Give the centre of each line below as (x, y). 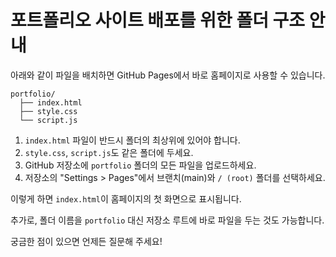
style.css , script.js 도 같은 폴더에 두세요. (109, 152)
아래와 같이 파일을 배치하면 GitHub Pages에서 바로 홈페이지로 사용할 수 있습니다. (168, 75)
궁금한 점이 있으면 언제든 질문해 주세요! (86, 241)
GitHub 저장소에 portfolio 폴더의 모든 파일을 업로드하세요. (140, 165)
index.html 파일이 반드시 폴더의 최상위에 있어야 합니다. (132, 140)
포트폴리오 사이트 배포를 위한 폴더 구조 (158, 20)
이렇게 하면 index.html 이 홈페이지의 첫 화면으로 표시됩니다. (126, 198)
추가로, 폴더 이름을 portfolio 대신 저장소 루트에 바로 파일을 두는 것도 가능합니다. (167, 220)
